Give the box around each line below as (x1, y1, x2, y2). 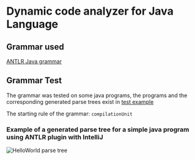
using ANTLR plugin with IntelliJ (6, 133, 104, 141)
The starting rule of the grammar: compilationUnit (6, 110, 133, 117)
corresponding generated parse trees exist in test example (6, 98, 154, 105)
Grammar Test (6, 75, 62, 86)
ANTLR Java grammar (6, 58, 62, 65)
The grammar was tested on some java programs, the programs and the (6, 92, 188, 99)
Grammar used (6, 42, 64, 52)
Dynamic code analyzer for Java (6, 4, 174, 18)
